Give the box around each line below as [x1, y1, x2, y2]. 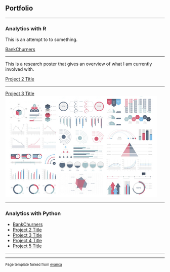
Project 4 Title [12, 238, 42, 244]
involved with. [5, 66, 34, 72]
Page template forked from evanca [5, 262, 62, 267]
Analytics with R [5, 25, 47, 32]
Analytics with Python [5, 210, 61, 217]
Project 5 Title [12, 243, 42, 249]
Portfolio [5, 4, 33, 13]
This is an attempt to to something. [5, 36, 78, 42]
